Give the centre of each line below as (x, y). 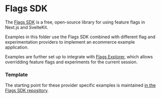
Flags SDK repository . (27, 91)
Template (17, 74)
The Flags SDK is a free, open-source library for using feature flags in (75, 22)
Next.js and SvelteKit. (27, 27)
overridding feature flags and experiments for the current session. (71, 62)
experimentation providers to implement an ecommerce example (70, 42)
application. (17, 47)
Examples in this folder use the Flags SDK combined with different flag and (80, 37)
